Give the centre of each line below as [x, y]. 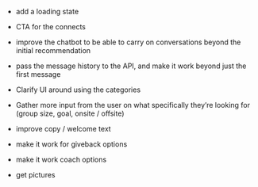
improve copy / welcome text [63, 129]
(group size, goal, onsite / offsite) [70, 113]
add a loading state [47, 11]
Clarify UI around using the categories [78, 90]
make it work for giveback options [71, 144]
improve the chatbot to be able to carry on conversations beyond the [128, 42]
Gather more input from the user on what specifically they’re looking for [133, 105]
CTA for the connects [50, 27]
